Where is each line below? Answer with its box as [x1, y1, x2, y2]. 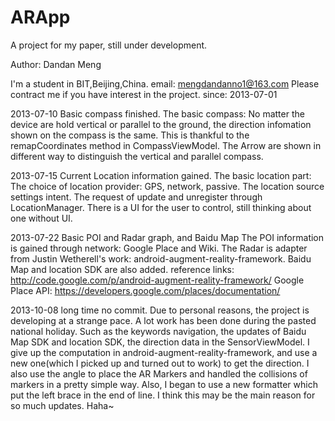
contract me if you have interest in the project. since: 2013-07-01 [10, 88, 278, 100]
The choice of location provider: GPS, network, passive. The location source [10, 180, 325, 192]
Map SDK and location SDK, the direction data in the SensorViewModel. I [10, 336, 310, 348]
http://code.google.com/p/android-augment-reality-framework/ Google [10, 274, 305, 286]
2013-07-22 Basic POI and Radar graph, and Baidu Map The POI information [10, 231, 325, 243]
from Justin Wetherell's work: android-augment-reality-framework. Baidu [10, 252, 312, 265]
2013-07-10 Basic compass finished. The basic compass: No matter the [10, 107, 305, 120]
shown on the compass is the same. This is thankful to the [10, 129, 250, 141]
